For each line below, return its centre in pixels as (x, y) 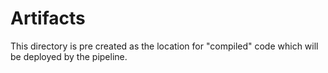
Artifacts (48, 18)
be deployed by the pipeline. (69, 56)
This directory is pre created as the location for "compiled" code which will (164, 46)
